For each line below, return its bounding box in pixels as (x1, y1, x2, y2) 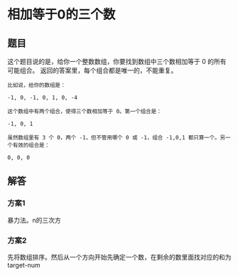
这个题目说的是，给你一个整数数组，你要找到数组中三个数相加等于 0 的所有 (7, 58, 227, 65)
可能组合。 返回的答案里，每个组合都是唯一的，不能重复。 (7, 66, 178, 75)
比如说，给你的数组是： (7, 82, 66, 89)
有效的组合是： (12, 142, 50, 149)
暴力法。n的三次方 (7, 216, 62, 224)
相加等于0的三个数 (7, 6, 116, 23)
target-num (7, 260, 40, 269)
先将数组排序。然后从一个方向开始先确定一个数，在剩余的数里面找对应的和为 (7, 253, 232, 261)
